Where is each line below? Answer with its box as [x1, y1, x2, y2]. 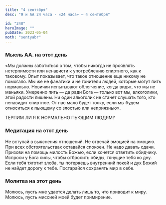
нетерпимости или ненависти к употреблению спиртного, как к [5, 68, 141, 74]
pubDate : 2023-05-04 [5, 30, 48, 35]
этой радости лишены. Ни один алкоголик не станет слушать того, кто [5, 94, 156, 100]
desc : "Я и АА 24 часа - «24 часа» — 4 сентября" [5, 12, 111, 17]
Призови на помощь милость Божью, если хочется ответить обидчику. [5, 149, 158, 155]
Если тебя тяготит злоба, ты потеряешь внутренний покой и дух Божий [5, 160, 157, 166]
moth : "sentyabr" [5, 35, 41, 40]
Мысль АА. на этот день [5, 51, 67, 58]
